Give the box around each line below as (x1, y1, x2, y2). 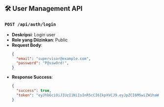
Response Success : (11, 74, 53, 80)
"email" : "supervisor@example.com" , (16, 56, 91, 61)
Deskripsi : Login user (11, 31, 56, 37)
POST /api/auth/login (4, 22, 56, 27)
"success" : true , (16, 88, 52, 93)
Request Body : (11, 42, 43, 48)
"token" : (16, 93, 34, 98)
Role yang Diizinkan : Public (11, 37, 68, 43)
